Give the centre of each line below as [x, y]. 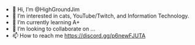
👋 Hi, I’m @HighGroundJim [46, 9]
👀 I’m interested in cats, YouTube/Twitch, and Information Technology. [101, 16]
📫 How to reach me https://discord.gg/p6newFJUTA [79, 36]
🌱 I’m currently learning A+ [46, 22]
